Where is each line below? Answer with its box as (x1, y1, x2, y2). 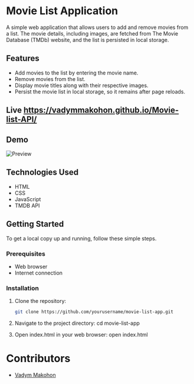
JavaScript (14, 195, 41, 202)
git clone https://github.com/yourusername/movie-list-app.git (14, 309, 174, 315)
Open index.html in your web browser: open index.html (14, 331, 149, 338)
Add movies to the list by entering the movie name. (14, 69, 139, 76)
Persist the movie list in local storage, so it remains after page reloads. (14, 88, 186, 95)
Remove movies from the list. (14, 75, 86, 82)
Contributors (6, 352, 71, 365)
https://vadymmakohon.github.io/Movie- (23, 105, 179, 115)
